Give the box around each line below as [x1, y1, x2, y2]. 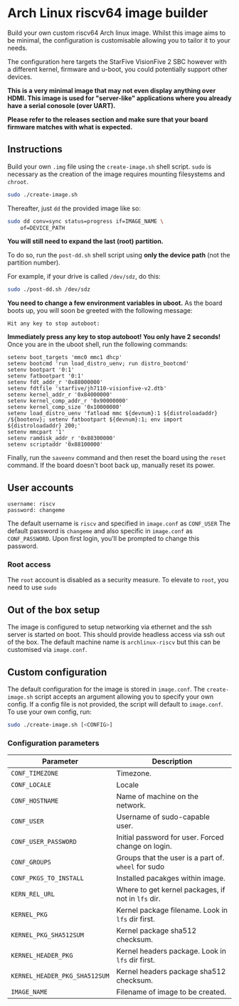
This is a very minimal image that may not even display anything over [7, 86, 216, 95]
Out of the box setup [7, 604, 100, 616]
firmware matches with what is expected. [7, 122, 133, 131]
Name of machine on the [116, 791, 199, 801]
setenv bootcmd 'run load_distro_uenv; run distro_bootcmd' [7, 360, 190, 368]
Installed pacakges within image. [116, 873, 225, 883]
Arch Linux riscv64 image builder [7, 5, 208, 21]
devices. [7, 73, 33, 81]
